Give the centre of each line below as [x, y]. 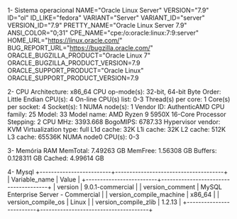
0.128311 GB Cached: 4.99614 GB [56, 158]
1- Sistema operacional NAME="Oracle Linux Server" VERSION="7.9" [108, 10]
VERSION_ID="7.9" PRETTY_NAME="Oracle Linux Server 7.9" [97, 25]
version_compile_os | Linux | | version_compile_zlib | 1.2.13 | [94, 202]
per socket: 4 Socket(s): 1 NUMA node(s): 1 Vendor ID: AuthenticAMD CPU [116, 107]
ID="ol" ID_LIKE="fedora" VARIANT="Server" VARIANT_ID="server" [106, 18]
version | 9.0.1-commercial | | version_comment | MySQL [139, 187]
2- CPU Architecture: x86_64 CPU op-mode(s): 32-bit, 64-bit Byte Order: [114, 92]
